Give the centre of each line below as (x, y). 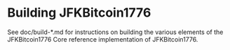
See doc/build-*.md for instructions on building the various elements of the (115, 32)
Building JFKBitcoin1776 (79, 13)
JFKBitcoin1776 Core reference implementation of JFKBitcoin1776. (103, 39)
